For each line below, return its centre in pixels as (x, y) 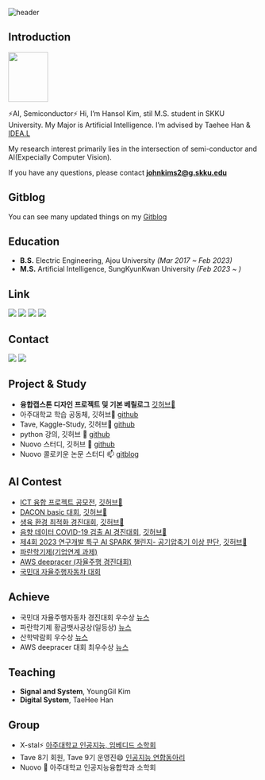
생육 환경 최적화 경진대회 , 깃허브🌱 (72, 522)
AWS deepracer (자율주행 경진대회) (76, 562)
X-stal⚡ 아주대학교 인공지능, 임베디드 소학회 (88, 745)
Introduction (40, 37)
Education (34, 242)
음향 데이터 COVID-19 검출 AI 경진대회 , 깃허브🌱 (93, 531)
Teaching (32, 672)
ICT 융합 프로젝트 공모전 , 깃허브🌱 (71, 502)
